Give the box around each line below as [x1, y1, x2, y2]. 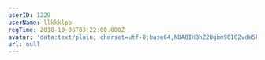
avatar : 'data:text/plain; [8, 33, 97, 41]
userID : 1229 [8, 11, 51, 19]
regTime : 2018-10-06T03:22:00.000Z [8, 26, 125, 34]
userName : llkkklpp [8, 19, 73, 26]
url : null [8, 41, 41, 48]
